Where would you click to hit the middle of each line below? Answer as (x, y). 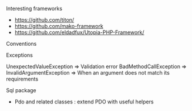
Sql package (21, 90)
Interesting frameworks (34, 9)
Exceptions (20, 55)
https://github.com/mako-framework (59, 26)
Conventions (21, 44)
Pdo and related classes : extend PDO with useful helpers (84, 102)
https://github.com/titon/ (44, 20)
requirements (22, 79)
